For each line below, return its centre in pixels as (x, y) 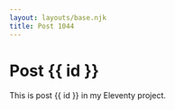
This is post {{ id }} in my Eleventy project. (88, 96)
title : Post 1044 (42, 26)
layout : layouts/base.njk (58, 18)
